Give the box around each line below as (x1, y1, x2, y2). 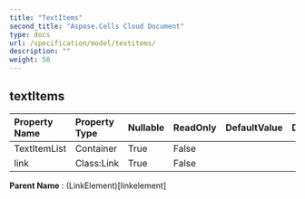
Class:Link (74, 156, 120, 169)
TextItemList (14, 142, 66, 155)
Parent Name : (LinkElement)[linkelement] (9, 180, 167, 191)
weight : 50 (9, 55, 51, 64)
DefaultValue (225, 121, 283, 134)
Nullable (127, 121, 165, 134)
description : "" (9, 47, 71, 56)
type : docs (9, 30, 51, 39)
